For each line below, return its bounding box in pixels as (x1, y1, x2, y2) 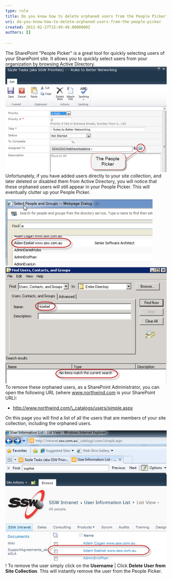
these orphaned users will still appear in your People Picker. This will (5, 184, 150, 190)
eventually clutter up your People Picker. (5, 189, 91, 195)
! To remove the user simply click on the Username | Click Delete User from (5, 562, 166, 569)
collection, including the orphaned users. (5, 421, 92, 427)
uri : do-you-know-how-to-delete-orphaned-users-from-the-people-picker (5, 19, 161, 24)
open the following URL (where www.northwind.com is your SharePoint (5, 390, 156, 396)
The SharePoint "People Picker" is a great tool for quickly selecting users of (5, 50, 165, 56)
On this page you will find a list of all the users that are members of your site (5, 415, 166, 421)
